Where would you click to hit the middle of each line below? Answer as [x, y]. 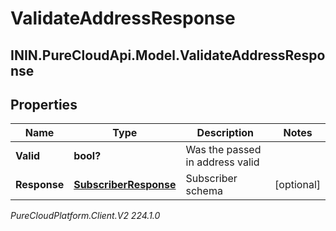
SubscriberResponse [125, 185]
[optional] [297, 185]
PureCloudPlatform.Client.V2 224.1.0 [85, 216]
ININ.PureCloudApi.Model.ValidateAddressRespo [168, 55]
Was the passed [223, 150]
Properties [44, 104]
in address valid [222, 162]
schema [204, 191]
